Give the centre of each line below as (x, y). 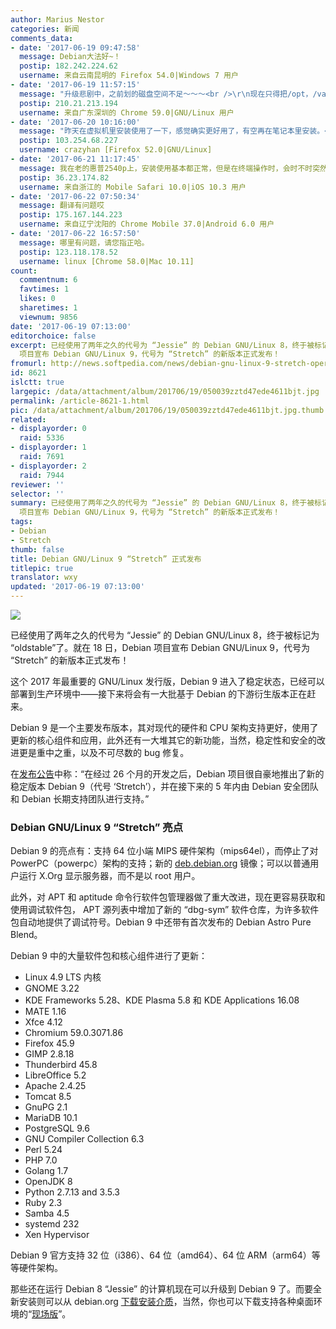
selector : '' (37, 494)
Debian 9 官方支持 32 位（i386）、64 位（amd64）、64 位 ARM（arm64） (161, 1255)
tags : (21, 522)
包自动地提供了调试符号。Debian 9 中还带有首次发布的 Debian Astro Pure (161, 922)
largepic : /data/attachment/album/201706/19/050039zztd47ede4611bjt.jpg (165, 391)
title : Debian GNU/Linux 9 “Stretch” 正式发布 (106, 559)
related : (28, 419)
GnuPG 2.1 (46, 1107)
